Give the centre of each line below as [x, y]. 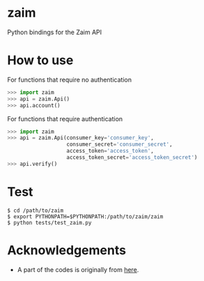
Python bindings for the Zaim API [55, 32]
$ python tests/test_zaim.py [49, 222]
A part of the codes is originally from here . [78, 269]
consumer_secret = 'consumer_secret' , [119, 144]
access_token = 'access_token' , [110, 151]
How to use [40, 60]
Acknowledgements [67, 250]
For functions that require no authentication [70, 79]
